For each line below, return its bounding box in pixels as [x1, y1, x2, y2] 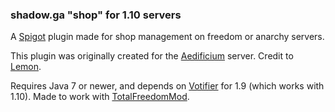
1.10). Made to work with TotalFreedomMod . [10, 91, 190, 103]
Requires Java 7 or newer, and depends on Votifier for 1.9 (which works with [10, 80, 325, 92]
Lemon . [10, 61, 42, 73]
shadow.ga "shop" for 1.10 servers [10, 8, 182, 22]
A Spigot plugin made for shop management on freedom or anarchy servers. [10, 31, 325, 43]
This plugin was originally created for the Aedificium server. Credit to [10, 50, 294, 62]
